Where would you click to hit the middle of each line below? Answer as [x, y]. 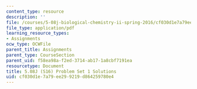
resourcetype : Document [35, 66]
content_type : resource [35, 11]
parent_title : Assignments [39, 50]
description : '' [26, 17]
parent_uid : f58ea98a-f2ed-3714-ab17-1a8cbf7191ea [69, 60]
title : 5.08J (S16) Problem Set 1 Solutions [61, 71]
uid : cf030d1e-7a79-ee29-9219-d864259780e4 [60, 77]
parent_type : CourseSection [40, 55]
